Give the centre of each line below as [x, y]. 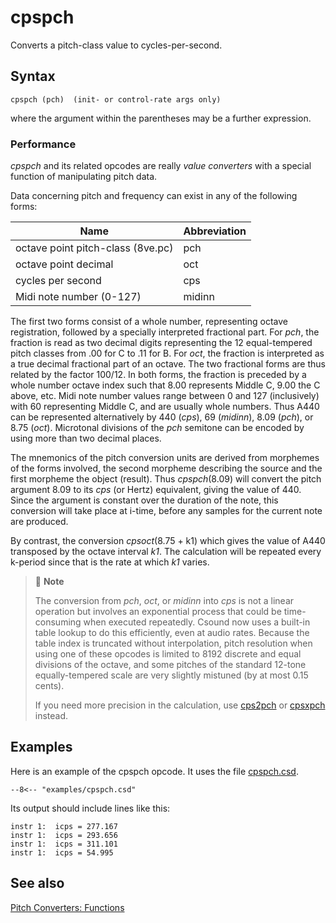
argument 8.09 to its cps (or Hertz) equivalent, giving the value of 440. [156, 490]
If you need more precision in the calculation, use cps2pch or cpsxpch [180, 705]
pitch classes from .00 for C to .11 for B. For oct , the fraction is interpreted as [167, 353]
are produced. [39, 522]
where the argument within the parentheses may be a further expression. [161, 118]
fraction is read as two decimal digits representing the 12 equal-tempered [161, 343]
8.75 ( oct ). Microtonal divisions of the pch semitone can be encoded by [157, 428]
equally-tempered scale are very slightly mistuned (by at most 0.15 [171, 675]
